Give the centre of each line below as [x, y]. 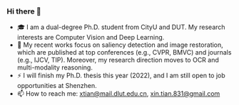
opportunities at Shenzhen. [57, 86]
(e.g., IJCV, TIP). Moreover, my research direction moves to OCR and [118, 60]
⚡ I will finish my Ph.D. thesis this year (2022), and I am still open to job [121, 76]
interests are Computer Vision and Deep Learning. [91, 38]
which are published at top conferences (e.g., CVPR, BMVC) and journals [124, 52]
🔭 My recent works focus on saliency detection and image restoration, [120, 45]
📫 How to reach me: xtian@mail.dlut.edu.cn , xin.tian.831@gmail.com [118, 94]
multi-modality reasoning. [55, 67]
